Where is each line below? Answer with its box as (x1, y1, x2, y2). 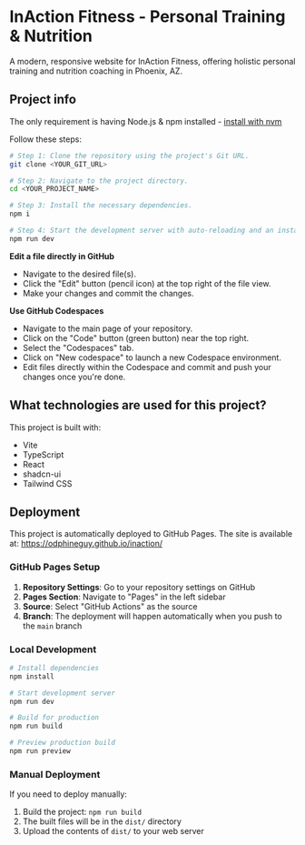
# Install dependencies (9, 663, 100, 672)
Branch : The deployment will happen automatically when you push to (22, 610, 283, 621)
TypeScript (22, 448, 64, 460)
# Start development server (9, 689, 116, 698)
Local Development (9, 643, 97, 656)
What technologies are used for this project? (9, 397, 267, 413)
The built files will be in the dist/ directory (22, 816, 182, 827)
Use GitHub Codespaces (9, 305, 104, 316)
